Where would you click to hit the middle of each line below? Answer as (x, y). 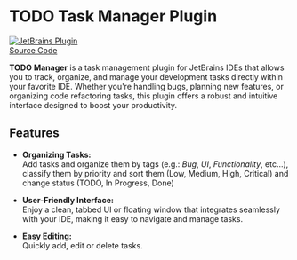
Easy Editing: (47, 236)
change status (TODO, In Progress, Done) (98, 183)
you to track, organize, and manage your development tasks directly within (146, 76)
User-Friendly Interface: (68, 200)
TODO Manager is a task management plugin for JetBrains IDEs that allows (147, 67)
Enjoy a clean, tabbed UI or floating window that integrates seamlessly (151, 209)
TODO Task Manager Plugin (113, 16)
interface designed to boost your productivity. (93, 105)
